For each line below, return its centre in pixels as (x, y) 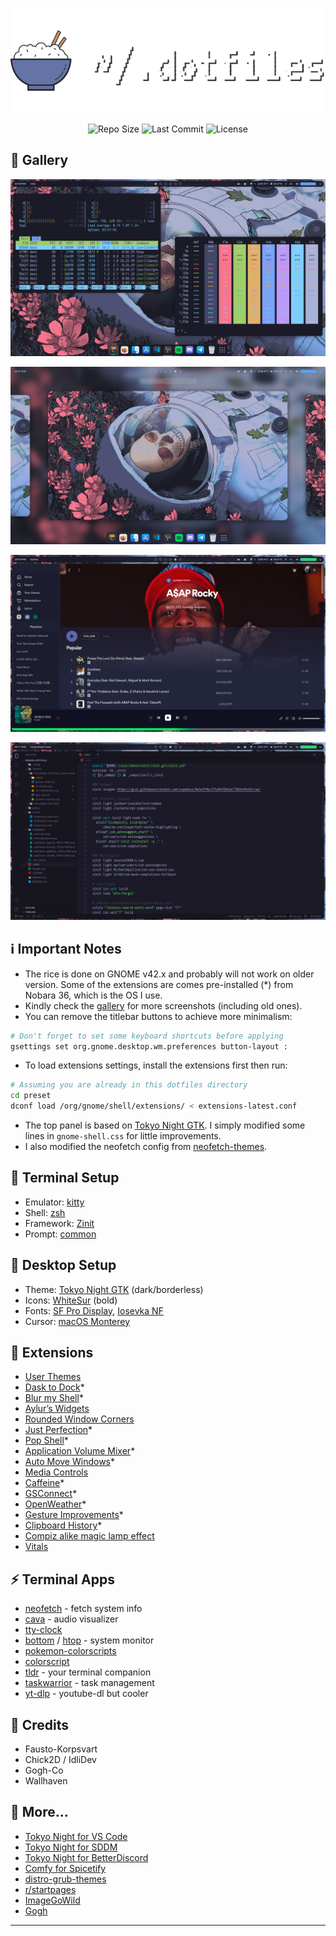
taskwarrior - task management (89, 1683)
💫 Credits (40, 1724)
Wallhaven (46, 1781)
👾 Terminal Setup (65, 1178)
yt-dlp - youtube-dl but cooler (86, 1694)
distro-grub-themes (65, 1879)
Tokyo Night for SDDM (71, 1847)
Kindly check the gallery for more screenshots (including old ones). (163, 1005)
